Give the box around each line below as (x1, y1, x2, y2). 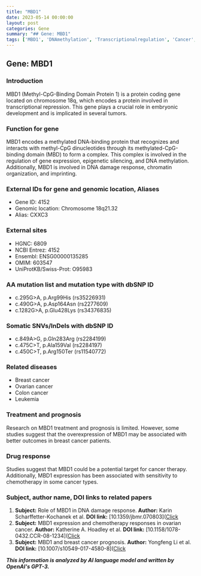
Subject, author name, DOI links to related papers (6, 493, 153, 501)
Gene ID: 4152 (14, 198, 50, 206)
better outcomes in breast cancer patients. (6, 437, 112, 444)
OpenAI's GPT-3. (6, 563, 50, 570)
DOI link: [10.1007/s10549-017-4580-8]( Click (14, 545, 126, 552)
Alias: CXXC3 (14, 211, 48, 219)
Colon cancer (14, 389, 49, 396)
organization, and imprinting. (6, 170, 77, 177)
